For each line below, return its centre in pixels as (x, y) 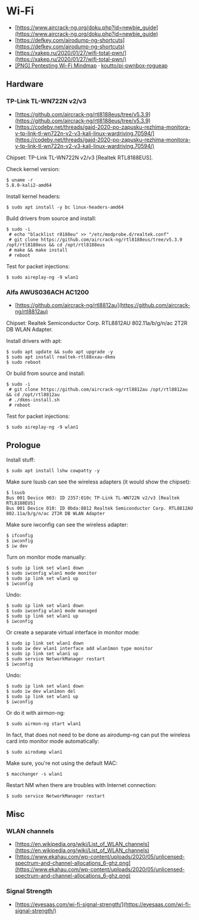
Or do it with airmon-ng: (36, 713)
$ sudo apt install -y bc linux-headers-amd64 (65, 207)
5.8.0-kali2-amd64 (29, 185)
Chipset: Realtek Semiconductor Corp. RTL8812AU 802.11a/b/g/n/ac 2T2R (97, 323)
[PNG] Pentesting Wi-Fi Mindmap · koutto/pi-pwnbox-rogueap (91, 65)
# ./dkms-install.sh (34, 400)
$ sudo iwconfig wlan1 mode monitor (52, 573)
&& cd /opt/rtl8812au (33, 395)
